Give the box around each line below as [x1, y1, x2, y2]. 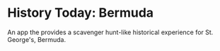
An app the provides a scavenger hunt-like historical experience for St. [7, 28, 214, 36]
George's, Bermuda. [7, 35, 66, 43]
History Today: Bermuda [7, 5, 154, 21]
